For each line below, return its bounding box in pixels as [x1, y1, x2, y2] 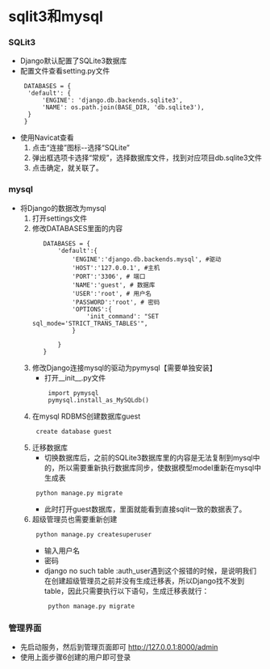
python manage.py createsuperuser [35, 530, 152, 538]
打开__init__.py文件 [44, 372, 106, 382]
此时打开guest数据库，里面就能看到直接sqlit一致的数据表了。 [44, 504, 247, 514]
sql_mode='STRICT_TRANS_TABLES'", [31, 319, 148, 327]
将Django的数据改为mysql [19, 203, 106, 212]
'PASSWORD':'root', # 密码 [72, 298, 160, 306]
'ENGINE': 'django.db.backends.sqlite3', [41, 96, 183, 105]
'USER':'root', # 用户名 [72, 289, 152, 297]
